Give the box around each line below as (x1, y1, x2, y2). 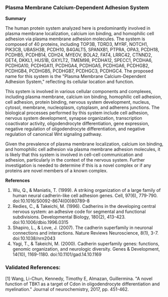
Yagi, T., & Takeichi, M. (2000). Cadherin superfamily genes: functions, (12, 241, 159, 247)
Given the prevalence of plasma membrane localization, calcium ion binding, (5, 141, 163, 147)
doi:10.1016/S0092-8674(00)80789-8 (12, 198, 90, 204)
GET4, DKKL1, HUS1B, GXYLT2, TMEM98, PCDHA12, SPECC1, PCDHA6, (5, 57, 153, 63)
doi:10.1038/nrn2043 (12, 236, 56, 242)
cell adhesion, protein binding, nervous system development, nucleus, (5, 99, 151, 105)
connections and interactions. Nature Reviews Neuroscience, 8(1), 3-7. (12, 230, 159, 236)
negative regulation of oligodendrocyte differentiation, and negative (5, 126, 145, 132)
